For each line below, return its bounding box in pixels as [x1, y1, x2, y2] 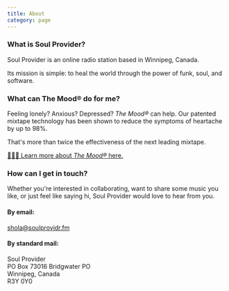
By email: [7, 207, 35, 216]
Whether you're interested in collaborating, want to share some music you [7, 184, 219, 193]
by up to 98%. [7, 125, 48, 133]
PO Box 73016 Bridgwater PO [7, 262, 91, 270]
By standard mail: [7, 239, 59, 248]
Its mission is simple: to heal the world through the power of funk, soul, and [7, 69, 223, 77]
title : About [7, 10, 45, 17]
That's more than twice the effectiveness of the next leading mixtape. [7, 138, 206, 146]
